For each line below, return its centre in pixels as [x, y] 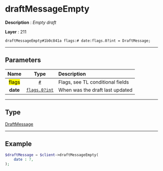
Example [18, 144]
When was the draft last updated [95, 90]
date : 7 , [24, 160]
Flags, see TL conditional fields [94, 82]
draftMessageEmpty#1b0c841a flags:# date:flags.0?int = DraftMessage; [78, 41]
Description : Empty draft [31, 22]
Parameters [23, 60]
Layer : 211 [16, 32]
